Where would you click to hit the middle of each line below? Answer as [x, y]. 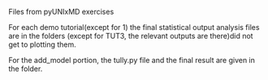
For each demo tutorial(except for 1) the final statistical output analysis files [134, 27]
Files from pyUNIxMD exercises [61, 12]
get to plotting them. [43, 44]
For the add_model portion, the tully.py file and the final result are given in [132, 60]
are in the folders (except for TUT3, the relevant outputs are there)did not [131, 36]
